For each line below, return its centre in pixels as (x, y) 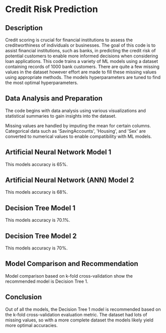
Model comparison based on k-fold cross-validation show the (69, 276)
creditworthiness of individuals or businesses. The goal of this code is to (80, 45)
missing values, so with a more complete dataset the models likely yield (79, 320)
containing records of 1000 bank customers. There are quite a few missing (82, 67)
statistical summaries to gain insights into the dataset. (61, 116)
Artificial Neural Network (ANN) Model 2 (70, 180)
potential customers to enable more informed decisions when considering (82, 56)
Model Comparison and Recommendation (72, 264)
